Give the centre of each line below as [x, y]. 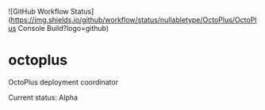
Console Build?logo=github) [63, 28]
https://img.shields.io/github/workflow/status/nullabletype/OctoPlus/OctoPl [134, 20]
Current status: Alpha [43, 97]
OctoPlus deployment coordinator [63, 82]
